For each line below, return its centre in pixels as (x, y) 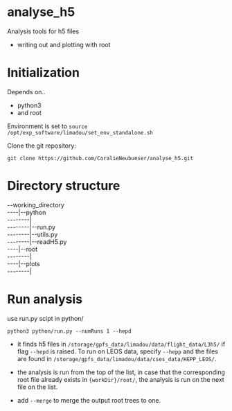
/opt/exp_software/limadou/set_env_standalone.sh (80, 132)
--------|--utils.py (33, 234)
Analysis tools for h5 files (43, 31)
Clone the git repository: (42, 146)
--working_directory (36, 204)
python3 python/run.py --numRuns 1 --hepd (69, 331)
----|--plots (24, 263)
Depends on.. (26, 91)
